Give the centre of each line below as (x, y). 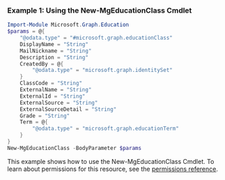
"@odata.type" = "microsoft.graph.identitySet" (102, 70)
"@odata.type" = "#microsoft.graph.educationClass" (96, 38)
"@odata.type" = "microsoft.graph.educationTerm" (106, 129)
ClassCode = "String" (51, 83)
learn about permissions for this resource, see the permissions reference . (113, 169)
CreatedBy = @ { (42, 64)
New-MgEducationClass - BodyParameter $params (74, 148)
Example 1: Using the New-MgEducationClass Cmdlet (100, 10)
